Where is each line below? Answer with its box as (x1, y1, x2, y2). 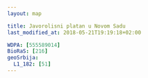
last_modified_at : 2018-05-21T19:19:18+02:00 (7, 29, 141, 36)
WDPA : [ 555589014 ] (7, 41, 60, 48)
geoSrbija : (7, 55, 39, 61)
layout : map (7, 10, 42, 17)
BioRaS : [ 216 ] (7, 48, 49, 55)
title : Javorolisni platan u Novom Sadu (7, 22, 126, 30)
